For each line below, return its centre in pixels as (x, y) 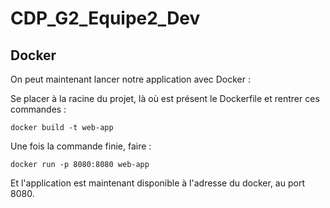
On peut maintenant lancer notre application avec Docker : (131, 79)
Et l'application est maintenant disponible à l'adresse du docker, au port (157, 183)
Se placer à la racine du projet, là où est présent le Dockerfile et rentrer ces (165, 98)
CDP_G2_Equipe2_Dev (105, 18)
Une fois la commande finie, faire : (81, 146)
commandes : (38, 109)
